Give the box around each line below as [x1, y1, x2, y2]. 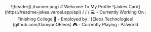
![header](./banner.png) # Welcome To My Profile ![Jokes [11, 4, 128, 9]
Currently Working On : [99, 9, 147, 15]
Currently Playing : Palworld [81, 22, 139, 27]
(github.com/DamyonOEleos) [12, 22, 72, 27]
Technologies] [104, 16, 134, 22]
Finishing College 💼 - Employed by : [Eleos [17, 16, 104, 22]
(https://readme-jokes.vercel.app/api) [4, 9, 81, 15]
